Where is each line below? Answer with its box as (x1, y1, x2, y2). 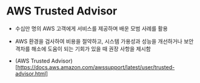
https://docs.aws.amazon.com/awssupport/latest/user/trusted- (17, 63, 175, 70)
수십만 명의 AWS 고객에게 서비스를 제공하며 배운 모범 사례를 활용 (15, 25, 168, 32)
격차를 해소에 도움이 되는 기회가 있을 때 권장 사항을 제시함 (15, 45, 152, 52)
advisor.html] (15, 70, 48, 77)
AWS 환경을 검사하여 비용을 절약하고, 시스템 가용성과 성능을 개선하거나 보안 (15, 37, 194, 45)
